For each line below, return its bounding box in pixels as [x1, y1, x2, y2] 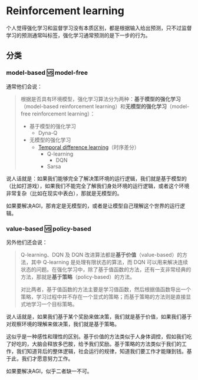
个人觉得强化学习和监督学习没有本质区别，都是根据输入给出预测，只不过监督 [6, 24, 192, 31]
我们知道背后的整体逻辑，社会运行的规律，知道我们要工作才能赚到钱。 [16, 348, 187, 355]
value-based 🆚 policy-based [6, 224, 91, 233]
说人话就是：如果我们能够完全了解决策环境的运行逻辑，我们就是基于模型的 [6, 175, 187, 182]
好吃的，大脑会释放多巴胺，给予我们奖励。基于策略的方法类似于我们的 [11, 340, 181, 347]
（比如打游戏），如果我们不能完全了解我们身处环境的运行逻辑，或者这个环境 [6, 182, 190, 189]
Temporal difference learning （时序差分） [38, 143, 140, 151]
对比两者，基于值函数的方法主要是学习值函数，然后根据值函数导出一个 [20, 286, 192, 293]
